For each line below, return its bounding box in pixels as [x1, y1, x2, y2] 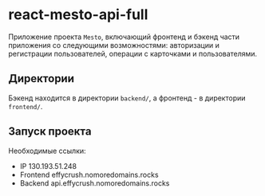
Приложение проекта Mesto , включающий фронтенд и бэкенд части [8, 32, 240, 41]
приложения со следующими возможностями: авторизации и [8, 40, 220, 49]
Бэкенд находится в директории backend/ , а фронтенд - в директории [8, 93, 246, 103]
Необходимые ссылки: [8, 146, 86, 155]
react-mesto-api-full [8, 6, 148, 24]
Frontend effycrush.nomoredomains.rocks [19, 170, 159, 179]
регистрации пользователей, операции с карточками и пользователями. [8, 49, 258, 58]
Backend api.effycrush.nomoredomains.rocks [19, 178, 170, 188]
